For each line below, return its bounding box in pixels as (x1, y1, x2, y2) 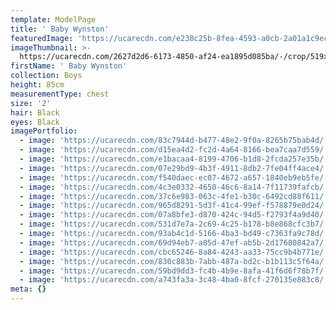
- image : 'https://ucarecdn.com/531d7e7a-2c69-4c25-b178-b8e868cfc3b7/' (19, 219, 329, 230)
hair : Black (10, 107, 60, 118)
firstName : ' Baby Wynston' (10, 61, 128, 71)
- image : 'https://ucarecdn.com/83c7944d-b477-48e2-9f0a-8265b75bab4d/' (19, 136, 329, 146)
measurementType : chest (10, 89, 110, 99)
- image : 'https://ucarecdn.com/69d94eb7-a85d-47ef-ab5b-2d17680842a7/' (19, 237, 329, 248)
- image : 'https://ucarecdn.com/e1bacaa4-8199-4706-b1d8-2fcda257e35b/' (19, 154, 329, 164)
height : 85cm (10, 80, 65, 90)
